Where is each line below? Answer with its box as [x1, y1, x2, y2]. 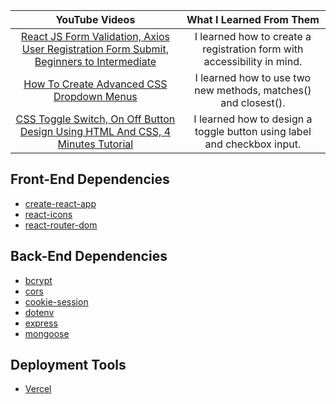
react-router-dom [24, 219, 98, 231]
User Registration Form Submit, [21, 42, 169, 56]
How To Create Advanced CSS [23, 77, 168, 91]
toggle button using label [194, 125, 312, 138]
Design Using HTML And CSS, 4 [19, 125, 172, 138]
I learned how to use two [194, 71, 312, 84]
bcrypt [24, 274, 53, 286]
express [24, 317, 58, 329]
